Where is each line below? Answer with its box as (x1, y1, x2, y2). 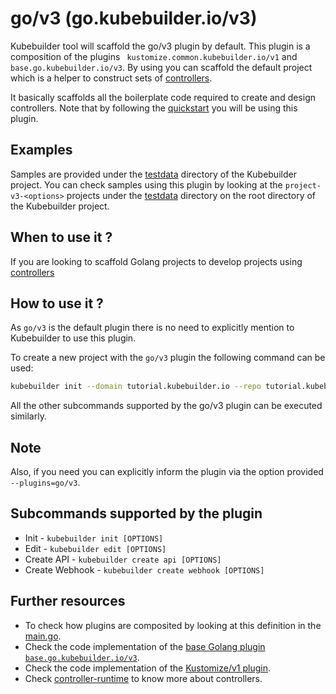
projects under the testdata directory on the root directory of (66, 189, 317, 201)
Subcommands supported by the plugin (10, 505, 263, 522)
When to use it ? (10, 229, 113, 246)
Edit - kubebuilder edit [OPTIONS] (24, 542, 167, 554)
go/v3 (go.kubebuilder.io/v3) (10, 7, 258, 30)
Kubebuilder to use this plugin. (10, 332, 137, 344)
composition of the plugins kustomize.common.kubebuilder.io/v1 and (10, 50, 298, 62)
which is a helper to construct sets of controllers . (10, 72, 213, 84)
